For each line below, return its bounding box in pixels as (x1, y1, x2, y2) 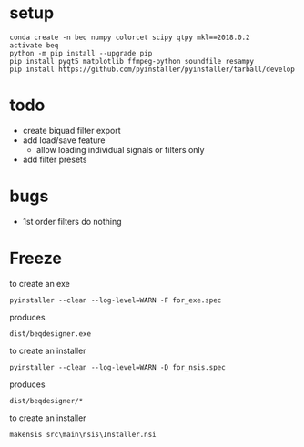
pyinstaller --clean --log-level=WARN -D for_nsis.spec (9, 362, 226, 371)
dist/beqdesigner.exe (9, 329, 92, 339)
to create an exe (9, 278, 70, 289)
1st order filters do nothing (22, 216, 122, 227)
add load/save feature (22, 135, 106, 146)
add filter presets (22, 154, 87, 165)
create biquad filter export (22, 125, 121, 136)
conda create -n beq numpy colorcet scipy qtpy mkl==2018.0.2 (9, 33, 250, 42)
